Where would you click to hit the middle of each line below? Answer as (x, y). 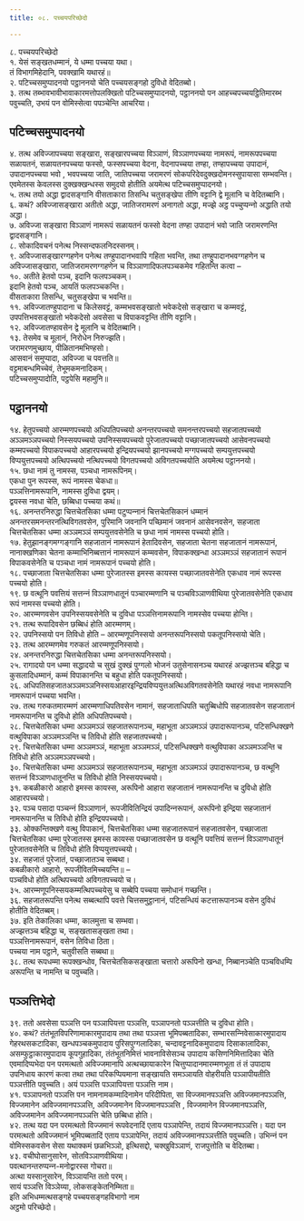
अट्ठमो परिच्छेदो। (33, 1207)
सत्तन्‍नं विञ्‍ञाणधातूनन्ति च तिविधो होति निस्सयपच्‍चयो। (86, 777)
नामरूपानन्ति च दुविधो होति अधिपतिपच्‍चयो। (71, 716)
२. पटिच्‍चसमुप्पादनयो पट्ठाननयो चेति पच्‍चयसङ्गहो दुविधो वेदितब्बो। (103, 82)
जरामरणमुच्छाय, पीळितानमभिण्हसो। (59, 348)
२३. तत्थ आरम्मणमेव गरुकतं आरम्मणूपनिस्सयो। (77, 645)
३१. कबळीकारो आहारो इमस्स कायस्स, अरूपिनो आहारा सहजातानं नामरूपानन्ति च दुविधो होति (141, 788)
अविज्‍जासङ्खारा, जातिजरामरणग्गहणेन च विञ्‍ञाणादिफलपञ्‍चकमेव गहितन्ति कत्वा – (125, 266)
